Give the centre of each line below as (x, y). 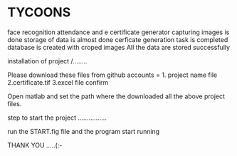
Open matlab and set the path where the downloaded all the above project (116, 96)
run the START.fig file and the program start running (84, 131)
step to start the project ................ (57, 118)
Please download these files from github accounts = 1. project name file (112, 75)
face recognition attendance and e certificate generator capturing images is (118, 32)
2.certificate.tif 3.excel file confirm (58, 82)
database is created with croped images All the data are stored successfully (118, 47)
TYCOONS (39, 12)
